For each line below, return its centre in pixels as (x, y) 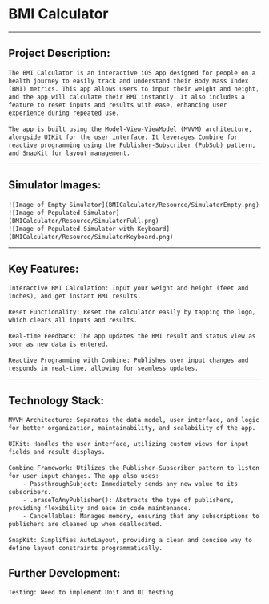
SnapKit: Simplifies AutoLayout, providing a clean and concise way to (130, 541)
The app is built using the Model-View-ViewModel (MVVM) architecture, (130, 129)
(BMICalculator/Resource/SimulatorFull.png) (84, 221)
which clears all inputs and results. (73, 320)
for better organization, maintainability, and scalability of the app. (132, 428)
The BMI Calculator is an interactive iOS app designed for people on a (132, 73)
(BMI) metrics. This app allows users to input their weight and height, (134, 89)
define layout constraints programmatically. (85, 549)
